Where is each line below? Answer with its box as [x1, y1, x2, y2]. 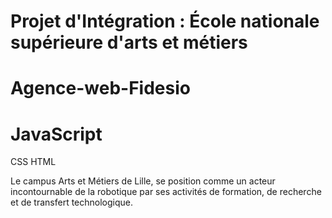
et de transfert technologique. [10, 196, 134, 209]
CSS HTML [10, 156, 57, 168]
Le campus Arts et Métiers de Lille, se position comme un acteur [10, 175, 276, 187]
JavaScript [10, 123, 103, 145]
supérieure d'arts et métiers [10, 31, 248, 54]
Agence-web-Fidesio [10, 77, 191, 100]
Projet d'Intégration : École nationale [10, 10, 320, 33]
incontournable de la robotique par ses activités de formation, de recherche [10, 186, 322, 198]
